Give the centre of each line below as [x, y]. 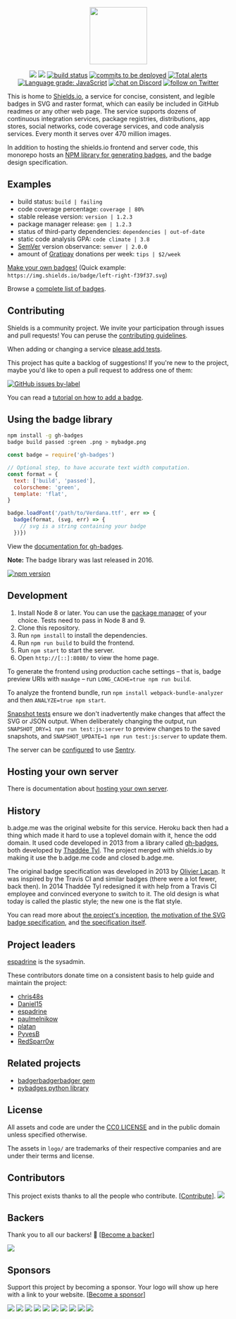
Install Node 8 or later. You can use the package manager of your [112, 612]
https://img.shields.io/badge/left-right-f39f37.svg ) [87, 275]
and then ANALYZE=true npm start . [57, 700]
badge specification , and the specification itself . [77, 922]
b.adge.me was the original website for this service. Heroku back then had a [118, 828]
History [24, 811]
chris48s [30, 996]
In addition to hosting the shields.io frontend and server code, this [103, 147]
